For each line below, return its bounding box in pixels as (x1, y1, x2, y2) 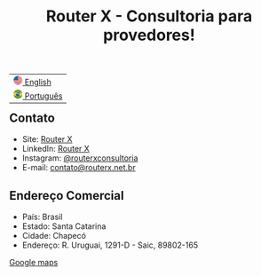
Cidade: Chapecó (21, 231, 87, 241)
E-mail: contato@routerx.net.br (21, 162, 136, 173)
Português (24, 91, 63, 101)
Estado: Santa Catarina (21, 221, 107, 232)
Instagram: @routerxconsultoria (21, 153, 138, 163)
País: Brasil (21, 211, 63, 223)
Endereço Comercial (9, 188, 124, 203)
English (24, 77, 51, 88)
